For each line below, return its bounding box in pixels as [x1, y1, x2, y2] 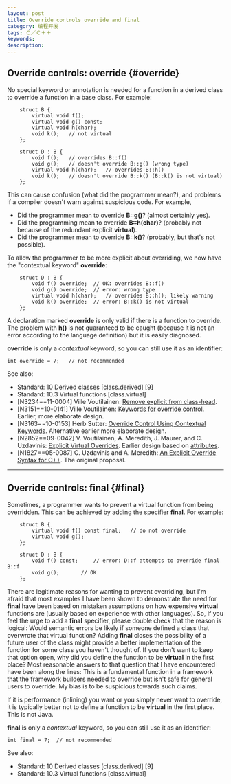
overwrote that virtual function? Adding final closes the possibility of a [7, 631, 206, 639]
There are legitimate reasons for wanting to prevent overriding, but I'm [7, 587, 206, 595]
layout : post [7, 10, 45, 17]
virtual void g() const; [32, 118, 103, 125]
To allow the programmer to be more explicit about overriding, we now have [7, 254, 222, 262]
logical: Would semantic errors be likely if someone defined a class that [7, 623, 210, 632]
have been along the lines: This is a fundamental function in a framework [7, 667, 213, 675]
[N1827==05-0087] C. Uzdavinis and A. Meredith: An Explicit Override [16, 448, 217, 457]
